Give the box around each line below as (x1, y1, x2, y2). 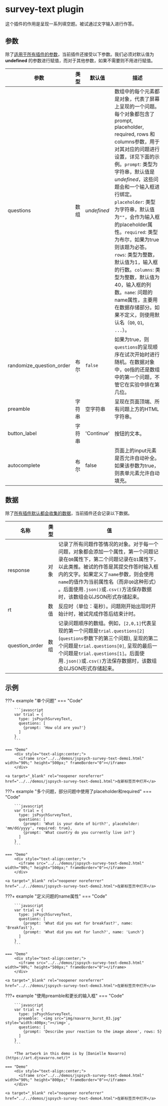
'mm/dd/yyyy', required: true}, (5, 826, 72, 831)
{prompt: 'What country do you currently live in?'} (23, 830, 135, 835)
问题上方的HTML (119, 405, 159, 412)
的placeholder (114, 221, 148, 228)
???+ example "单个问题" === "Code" (5, 698, 83, 704)
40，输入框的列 (114, 281, 151, 288)
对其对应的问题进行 (114, 146, 160, 153)
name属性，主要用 (114, 296, 158, 303)
